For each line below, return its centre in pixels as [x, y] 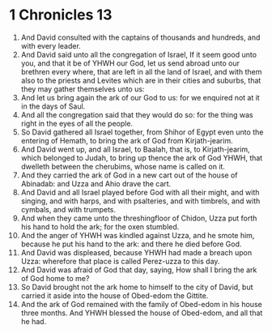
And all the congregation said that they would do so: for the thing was [137, 114]
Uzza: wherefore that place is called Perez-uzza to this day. [120, 261]
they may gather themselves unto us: [83, 89]
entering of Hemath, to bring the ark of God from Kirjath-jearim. [127, 140]
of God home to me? [55, 278]
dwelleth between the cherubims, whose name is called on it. [123, 166]
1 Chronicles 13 [61, 15]
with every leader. [51, 45]
